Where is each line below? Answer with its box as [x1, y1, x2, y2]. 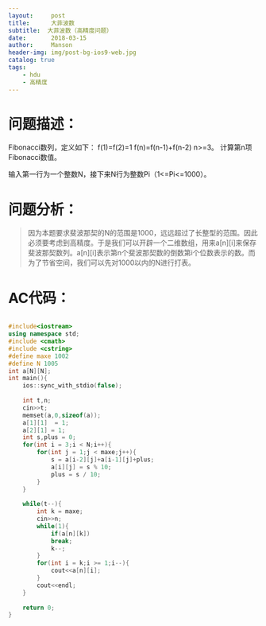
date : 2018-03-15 [8, 33, 87, 42]
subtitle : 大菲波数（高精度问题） [8, 26, 113, 34]
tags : [8, 64, 26, 72]
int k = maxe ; [37, 507, 83, 515]
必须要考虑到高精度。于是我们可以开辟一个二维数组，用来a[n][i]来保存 [27, 238, 256, 247]
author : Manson [8, 41, 73, 49]
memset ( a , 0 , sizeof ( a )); [22, 411, 102, 419]
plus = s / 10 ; [50, 470, 102, 478]
